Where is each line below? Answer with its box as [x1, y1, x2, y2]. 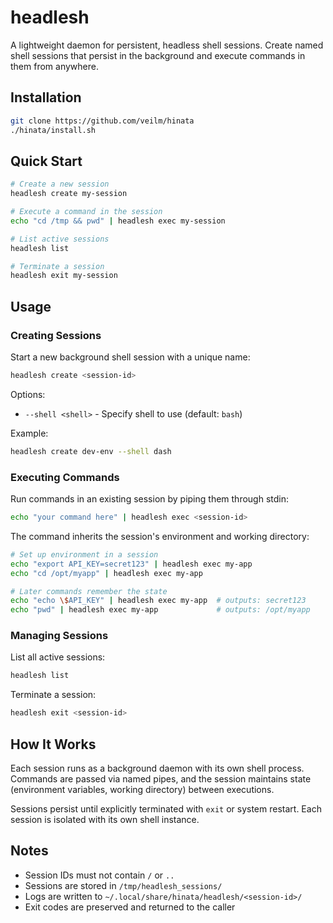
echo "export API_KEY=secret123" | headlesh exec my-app [10, 559, 253, 569]
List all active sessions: [10, 651, 106, 663]
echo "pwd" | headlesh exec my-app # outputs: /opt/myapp [10, 605, 311, 615]
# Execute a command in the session [10, 207, 163, 217]
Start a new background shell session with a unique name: [10, 351, 251, 363]
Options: [10, 388, 46, 400]
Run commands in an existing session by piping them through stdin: [10, 493, 289, 505]
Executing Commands [10, 470, 120, 484]
